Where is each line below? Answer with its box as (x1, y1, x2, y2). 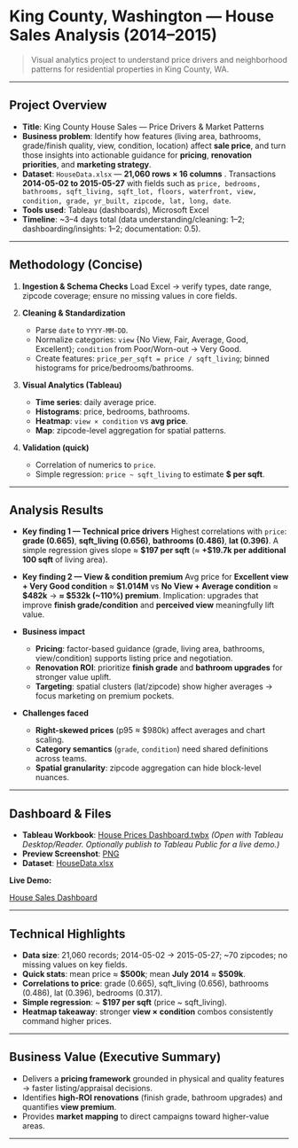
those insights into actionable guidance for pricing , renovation (21, 149, 253, 160)
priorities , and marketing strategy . (21, 159, 153, 169)
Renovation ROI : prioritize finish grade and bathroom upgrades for (35, 662, 284, 673)
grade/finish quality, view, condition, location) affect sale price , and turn (21, 140, 286, 151)
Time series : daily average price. (35, 396, 157, 407)
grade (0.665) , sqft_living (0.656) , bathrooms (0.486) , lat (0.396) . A (21, 535, 279, 546)
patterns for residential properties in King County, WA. (30, 64, 230, 74)
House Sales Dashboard (9, 893, 98, 903)
